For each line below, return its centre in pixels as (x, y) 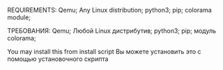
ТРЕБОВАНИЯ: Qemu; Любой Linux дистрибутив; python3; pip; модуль (112, 31)
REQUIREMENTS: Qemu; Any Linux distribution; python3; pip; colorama (110, 10)
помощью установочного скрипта (58, 59)
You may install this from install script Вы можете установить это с (104, 52)
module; (19, 17)
